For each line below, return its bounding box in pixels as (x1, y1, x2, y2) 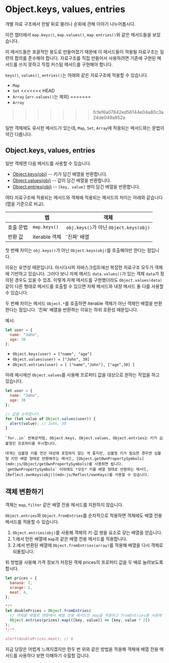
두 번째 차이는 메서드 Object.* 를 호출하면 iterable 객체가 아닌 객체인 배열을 (5, 300, 153, 306)
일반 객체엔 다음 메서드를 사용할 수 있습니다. (5, 160, 92, 166)
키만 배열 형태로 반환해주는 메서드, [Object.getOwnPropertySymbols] (11, 456, 144, 461)
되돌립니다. (12, 549, 35, 555)
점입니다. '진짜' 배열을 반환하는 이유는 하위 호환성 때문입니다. (18, 306, 139, 313)
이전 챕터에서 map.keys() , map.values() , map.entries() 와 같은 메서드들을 (5, 31, 151, 37)
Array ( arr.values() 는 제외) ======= (12, 94, 91, 100)
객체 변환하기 (5, 487, 44, 496)
